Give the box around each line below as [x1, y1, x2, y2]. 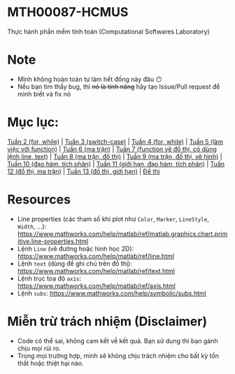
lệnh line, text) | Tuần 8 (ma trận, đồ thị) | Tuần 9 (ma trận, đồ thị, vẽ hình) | [7, 152, 222, 161]
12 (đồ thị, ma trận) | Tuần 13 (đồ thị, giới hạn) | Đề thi [7, 167, 160, 175]
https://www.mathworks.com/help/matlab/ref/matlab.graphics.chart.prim [17, 229, 228, 238]
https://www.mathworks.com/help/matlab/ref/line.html [17, 252, 175, 260]
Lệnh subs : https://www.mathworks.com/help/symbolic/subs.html [17, 289, 206, 297]
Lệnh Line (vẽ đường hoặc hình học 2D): [17, 244, 134, 252]
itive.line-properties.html [17, 237, 89, 245]
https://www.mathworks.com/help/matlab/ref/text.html [17, 266, 175, 275]
